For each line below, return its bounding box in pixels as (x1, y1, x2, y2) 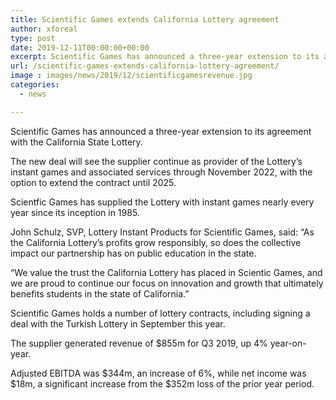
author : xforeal (10, 24, 78, 34)
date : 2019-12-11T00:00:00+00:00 (10, 42, 150, 53)
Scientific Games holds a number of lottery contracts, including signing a (10, 307, 311, 319)
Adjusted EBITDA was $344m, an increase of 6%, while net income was (10, 367, 307, 379)
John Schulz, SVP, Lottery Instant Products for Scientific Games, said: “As (10, 226, 315, 238)
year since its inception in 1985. (10, 206, 140, 218)
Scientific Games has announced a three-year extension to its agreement (10, 125, 312, 137)
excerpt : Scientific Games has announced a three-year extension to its (10, 52, 320, 62)
